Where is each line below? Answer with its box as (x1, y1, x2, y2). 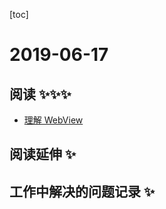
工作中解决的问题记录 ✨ (9, 183, 156, 200)
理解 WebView (23, 114, 84, 126)
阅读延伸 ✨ (9, 146, 77, 163)
